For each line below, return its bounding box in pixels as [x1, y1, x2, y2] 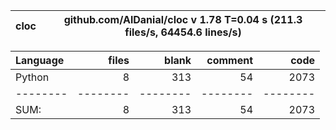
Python [15, 70, 50, 84]
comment [206, 54, 253, 67]
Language [15, 54, 65, 67]
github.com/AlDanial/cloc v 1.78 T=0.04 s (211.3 [63, 13, 303, 26]
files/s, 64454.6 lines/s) [124, 25, 242, 39]
